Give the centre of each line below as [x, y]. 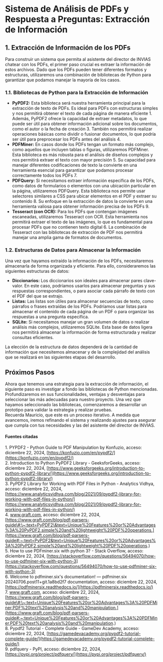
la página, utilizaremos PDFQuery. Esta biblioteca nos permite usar [79, 191]
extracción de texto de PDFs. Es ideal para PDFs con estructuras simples [85, 108]
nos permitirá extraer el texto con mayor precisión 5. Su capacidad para [84, 160]
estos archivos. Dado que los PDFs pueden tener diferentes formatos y [76, 70]
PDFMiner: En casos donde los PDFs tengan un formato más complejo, [83, 144]
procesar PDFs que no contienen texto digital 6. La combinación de [79, 227]
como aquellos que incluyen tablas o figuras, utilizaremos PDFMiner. [81, 150]
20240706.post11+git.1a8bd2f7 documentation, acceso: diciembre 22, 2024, [81, 582]
